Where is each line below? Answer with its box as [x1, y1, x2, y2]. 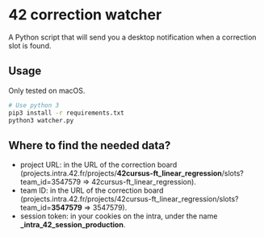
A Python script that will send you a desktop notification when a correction [8, 32, 257, 42]
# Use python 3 [8, 101, 60, 110]
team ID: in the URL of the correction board [19, 185, 164, 195]
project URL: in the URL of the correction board [19, 160, 178, 170]
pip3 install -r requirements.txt [8, 109, 125, 117]
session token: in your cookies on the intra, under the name [19, 211, 218, 221]
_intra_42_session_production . [19, 220, 126, 230]
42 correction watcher [8, 6, 162, 24]
